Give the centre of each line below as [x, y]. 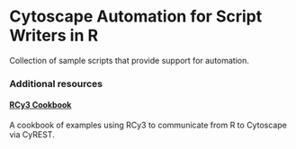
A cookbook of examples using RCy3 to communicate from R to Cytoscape [148, 125]
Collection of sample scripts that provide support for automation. [130, 60]
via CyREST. [32, 135]
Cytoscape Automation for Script [136, 17]
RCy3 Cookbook [40, 105]
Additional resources [56, 83]
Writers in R [54, 35]
